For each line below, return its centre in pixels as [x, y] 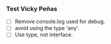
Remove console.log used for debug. [60, 22]
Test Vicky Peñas [32, 9]
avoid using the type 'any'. [47, 28]
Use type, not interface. [44, 35]
